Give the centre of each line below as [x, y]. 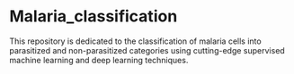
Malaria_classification [94, 16]
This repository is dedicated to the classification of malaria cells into [136, 41]
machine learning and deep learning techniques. [99, 60]
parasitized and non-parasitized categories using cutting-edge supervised [147, 50]
